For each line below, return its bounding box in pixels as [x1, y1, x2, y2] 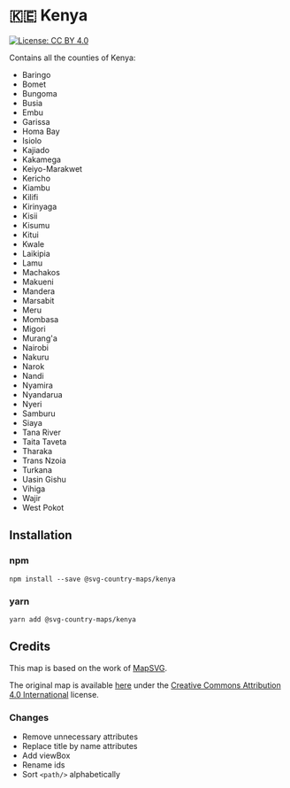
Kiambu [21, 182, 50, 193]
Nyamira [21, 380, 53, 390]
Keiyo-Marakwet [21, 163, 82, 174]
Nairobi [21, 342, 49, 352]
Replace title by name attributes [21, 741, 138, 752]
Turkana [21, 464, 53, 475]
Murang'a [21, 333, 57, 344]
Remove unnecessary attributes [21, 731, 139, 742]
